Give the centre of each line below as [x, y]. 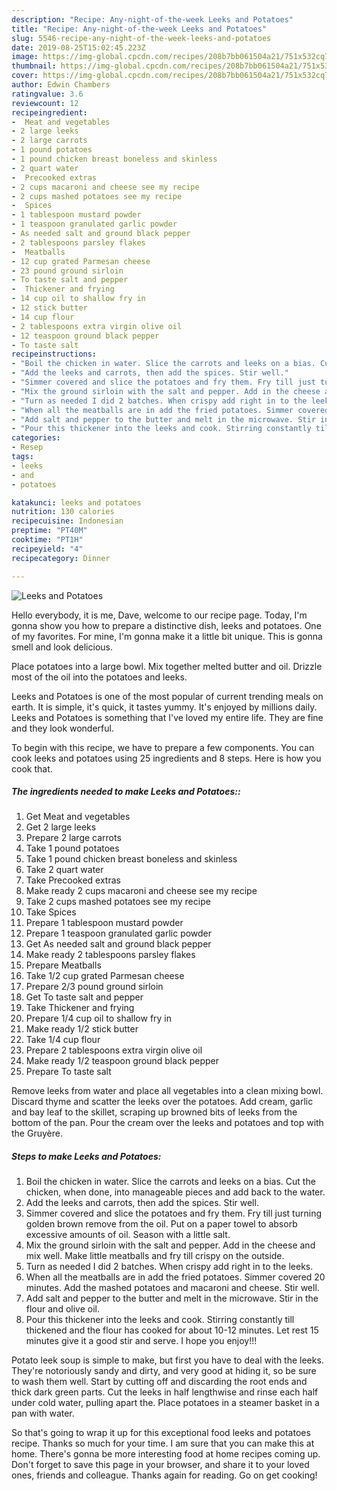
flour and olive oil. [62, 1309]
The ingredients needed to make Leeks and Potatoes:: [126, 792]
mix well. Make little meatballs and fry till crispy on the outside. [155, 1256]
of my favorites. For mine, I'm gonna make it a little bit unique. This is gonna [167, 636]
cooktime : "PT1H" [47, 540]
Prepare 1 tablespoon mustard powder [104, 923]
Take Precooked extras [73, 880]
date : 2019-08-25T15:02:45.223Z [78, 47]
